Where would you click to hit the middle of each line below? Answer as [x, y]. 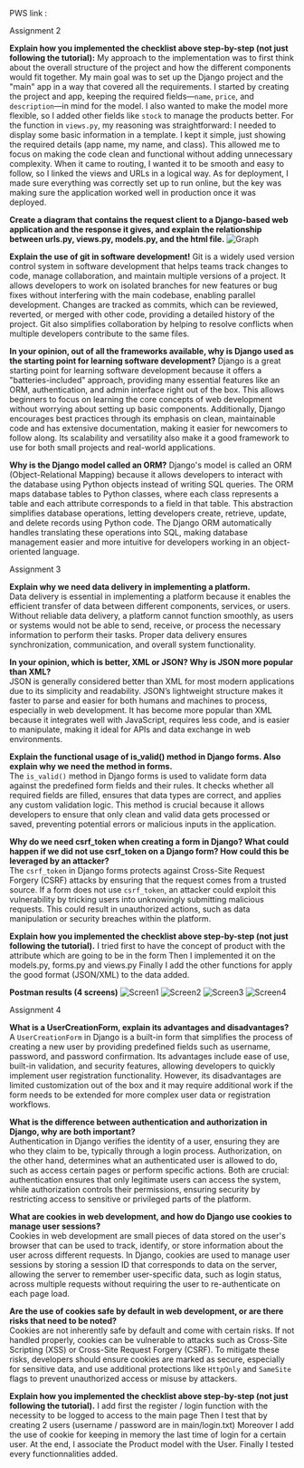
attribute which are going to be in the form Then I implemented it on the [142, 956]
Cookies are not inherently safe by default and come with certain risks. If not [152, 1330]
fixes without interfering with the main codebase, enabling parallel [133, 295]
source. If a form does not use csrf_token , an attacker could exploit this [143, 890]
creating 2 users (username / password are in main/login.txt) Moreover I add [152, 1425]
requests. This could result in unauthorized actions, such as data [130, 909]
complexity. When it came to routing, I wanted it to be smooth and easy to [147, 164]
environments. [36, 739]
